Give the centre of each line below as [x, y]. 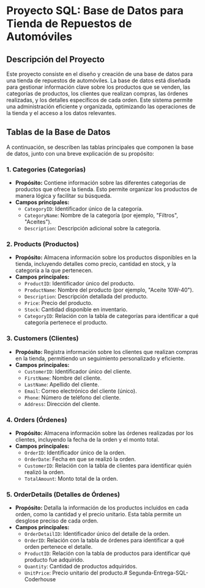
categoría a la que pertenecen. [54, 271]
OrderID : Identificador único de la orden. [75, 453]
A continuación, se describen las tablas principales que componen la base [100, 147]
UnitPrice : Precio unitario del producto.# [76, 573]
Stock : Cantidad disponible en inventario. [76, 309]
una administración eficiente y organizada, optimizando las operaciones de [101, 107]
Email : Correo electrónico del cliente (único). [80, 391]
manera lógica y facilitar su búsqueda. [63, 196]
